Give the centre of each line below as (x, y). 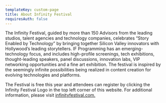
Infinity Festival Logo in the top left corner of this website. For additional (79, 90)
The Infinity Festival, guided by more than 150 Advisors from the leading (79, 33)
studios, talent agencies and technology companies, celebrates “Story (77, 38)
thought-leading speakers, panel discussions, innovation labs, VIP (73, 59)
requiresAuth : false (27, 19)
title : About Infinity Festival (39, 14)
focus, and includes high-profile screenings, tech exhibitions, (92, 54)
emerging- (132, 49)
